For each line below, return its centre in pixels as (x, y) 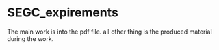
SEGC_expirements (63, 13)
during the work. (30, 38)
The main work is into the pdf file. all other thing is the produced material (109, 32)
